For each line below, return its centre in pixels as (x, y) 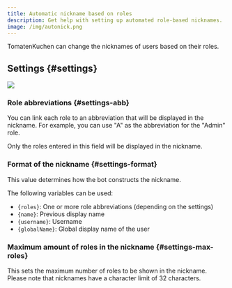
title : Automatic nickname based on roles (70, 14)
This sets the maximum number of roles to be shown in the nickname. (107, 271)
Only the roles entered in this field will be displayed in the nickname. (105, 146)
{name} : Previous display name (61, 214)
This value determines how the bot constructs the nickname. (94, 179)
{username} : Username (49, 221)
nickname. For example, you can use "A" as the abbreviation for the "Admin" (116, 126)
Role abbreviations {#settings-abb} (69, 103)
